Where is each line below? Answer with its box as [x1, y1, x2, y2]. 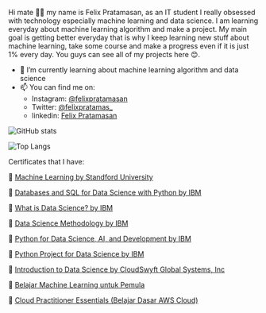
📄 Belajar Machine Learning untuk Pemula [8, 280, 145, 289]
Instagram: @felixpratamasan [31, 94, 129, 103]
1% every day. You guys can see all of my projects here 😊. [8, 50, 201, 59]
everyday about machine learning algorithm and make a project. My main [8, 25, 248, 33]
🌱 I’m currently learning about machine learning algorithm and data [19, 65, 239, 75]
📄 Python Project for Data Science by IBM [8, 249, 145, 258]
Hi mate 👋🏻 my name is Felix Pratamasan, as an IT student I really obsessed [8, 8, 256, 17]
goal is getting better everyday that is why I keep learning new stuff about [8, 33, 249, 42]
